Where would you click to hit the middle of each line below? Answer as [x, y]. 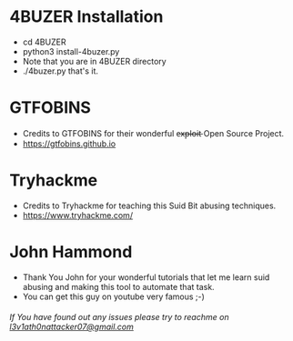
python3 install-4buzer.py [71, 51]
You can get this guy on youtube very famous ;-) [113, 296]
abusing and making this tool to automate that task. [119, 286]
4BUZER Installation [86, 17]
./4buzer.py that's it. [60, 71]
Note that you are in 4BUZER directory [94, 61]
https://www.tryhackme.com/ [78, 215]
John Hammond [71, 252]
